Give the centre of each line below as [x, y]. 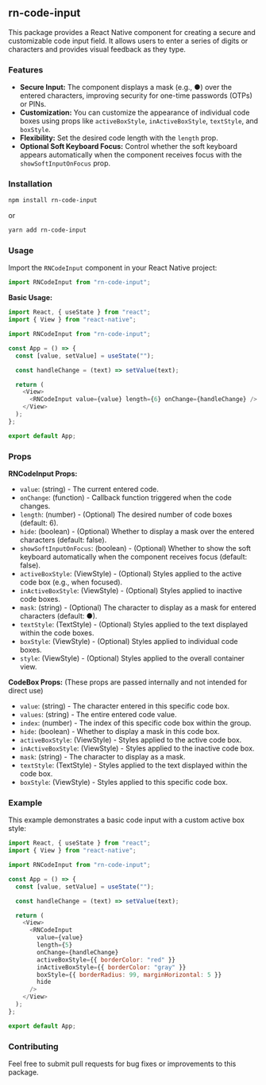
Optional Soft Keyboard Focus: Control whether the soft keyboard [129, 146]
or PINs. [33, 104]
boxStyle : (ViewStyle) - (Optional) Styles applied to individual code [129, 641]
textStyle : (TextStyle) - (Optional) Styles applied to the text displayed [134, 624]
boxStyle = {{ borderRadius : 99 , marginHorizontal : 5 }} [129, 974]
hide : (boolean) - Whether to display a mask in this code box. [120, 731]
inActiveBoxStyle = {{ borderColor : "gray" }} [112, 967]
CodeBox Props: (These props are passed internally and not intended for [128, 682]
